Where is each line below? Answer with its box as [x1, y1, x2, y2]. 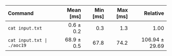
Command [8, 10, 34, 17]
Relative [144, 10, 164, 17]
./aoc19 [8, 43, 27, 48]
